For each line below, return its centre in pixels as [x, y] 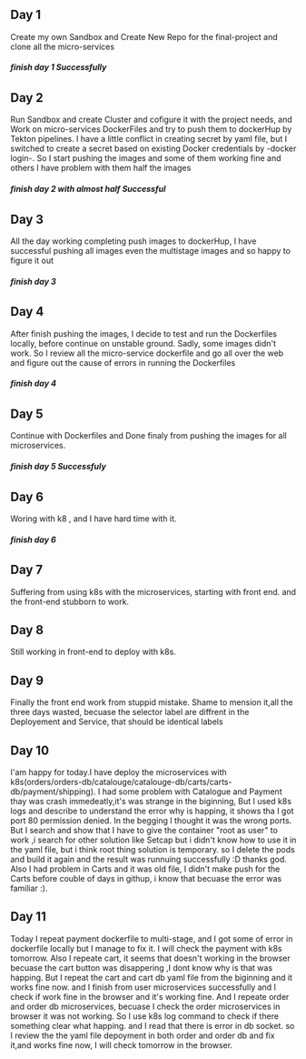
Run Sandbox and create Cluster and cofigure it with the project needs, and [152, 120]
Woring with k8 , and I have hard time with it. [94, 519]
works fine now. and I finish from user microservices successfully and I [143, 987]
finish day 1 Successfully [59, 67]
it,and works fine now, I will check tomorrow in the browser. [122, 1044]
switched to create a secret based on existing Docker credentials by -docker [153, 148]
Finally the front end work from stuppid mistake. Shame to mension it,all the [152, 702]
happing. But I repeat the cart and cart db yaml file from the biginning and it [152, 977]
